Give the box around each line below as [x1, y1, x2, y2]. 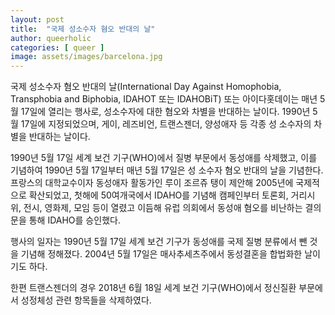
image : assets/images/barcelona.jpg [10, 52, 163, 62]
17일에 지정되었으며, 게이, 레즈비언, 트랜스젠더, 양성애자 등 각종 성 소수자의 [20, 118, 312, 130]
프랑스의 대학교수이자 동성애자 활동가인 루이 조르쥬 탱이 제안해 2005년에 [10, 177, 294, 189]
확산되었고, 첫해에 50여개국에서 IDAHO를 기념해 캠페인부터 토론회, [28, 189, 289, 201]
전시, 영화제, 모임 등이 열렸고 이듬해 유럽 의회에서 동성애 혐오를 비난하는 [23, 202, 303, 214]
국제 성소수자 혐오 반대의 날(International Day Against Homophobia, [10, 81, 282, 93]
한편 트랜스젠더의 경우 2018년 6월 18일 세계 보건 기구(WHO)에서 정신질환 [10, 282, 297, 294]
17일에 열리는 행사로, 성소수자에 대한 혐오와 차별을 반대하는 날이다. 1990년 [20, 106, 311, 118]
